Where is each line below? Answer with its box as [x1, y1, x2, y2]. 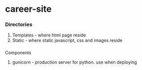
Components [5, 50, 32, 56]
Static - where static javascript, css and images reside [12, 37, 123, 43]
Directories [5, 21, 33, 28]
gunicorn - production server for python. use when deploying [12, 59, 137, 65]
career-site [5, 3, 52, 15]
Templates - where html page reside [12, 32, 86, 38]
